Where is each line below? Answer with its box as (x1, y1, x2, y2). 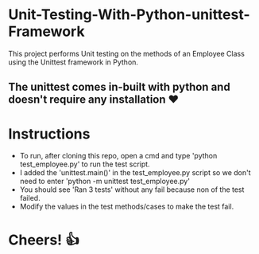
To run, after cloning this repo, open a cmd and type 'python (19, 151, 218, 161)
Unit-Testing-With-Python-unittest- (8, 6, 250, 24)
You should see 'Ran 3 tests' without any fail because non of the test (19, 185, 245, 194)
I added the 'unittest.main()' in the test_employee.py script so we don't (19, 168, 251, 178)
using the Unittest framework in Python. (8, 57, 139, 67)
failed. (19, 193, 41, 203)
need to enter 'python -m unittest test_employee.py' (19, 177, 191, 186)
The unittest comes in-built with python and (8, 80, 230, 94)
